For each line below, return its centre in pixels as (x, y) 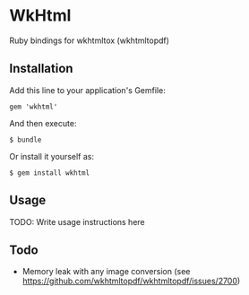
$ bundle (26, 140)
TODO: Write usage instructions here (77, 221)
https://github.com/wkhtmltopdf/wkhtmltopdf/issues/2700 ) (131, 281)
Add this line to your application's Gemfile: (87, 90)
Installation (41, 69)
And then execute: (43, 123)
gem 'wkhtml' (34, 107)
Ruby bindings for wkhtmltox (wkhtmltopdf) (90, 40)
